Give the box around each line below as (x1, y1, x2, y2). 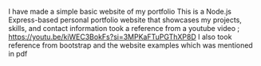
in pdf (8, 49, 28, 58)
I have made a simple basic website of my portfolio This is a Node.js (8, 7, 231, 16)
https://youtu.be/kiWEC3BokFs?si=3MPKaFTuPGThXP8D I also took (8, 32, 232, 41)
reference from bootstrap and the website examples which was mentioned (8, 41, 253, 50)
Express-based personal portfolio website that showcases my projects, (8, 15, 242, 25)
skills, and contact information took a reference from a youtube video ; (8, 24, 240, 33)
